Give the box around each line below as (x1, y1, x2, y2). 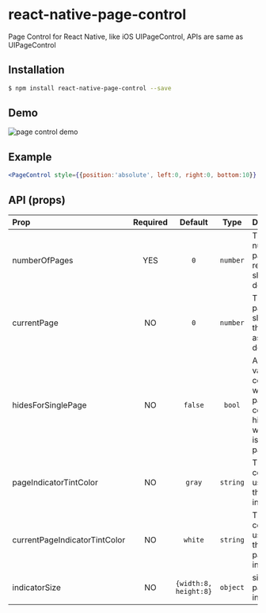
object (219, 583, 245, 592)
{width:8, (175, 579, 212, 588)
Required (133, 216, 169, 228)
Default (179, 216, 208, 228)
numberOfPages (12, 255, 74, 266)
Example (8, 150, 52, 163)
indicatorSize (12, 581, 62, 592)
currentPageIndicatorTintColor (12, 534, 126, 545)
